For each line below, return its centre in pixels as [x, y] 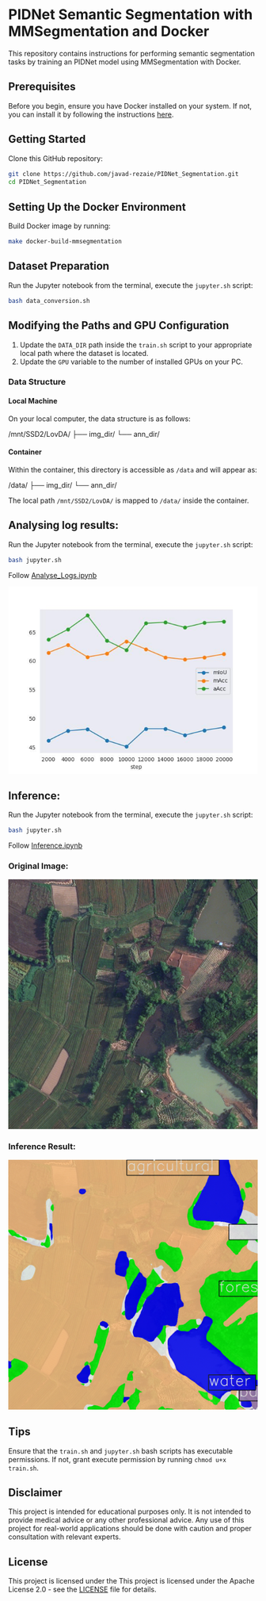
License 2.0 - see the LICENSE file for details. [82, 1590]
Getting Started [47, 139]
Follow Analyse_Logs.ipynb [53, 575]
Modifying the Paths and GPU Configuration [119, 326]
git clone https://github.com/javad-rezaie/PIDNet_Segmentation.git [123, 174]
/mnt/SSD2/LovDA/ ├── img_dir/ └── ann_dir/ [84, 434]
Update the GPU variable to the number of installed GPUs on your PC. [131, 362]
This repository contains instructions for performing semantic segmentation [131, 53]
